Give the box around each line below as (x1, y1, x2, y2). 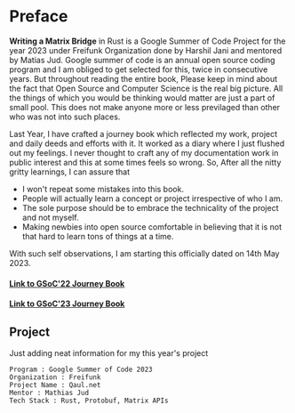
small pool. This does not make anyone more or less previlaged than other (9, 101, 281, 112)
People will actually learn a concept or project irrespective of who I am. (21, 193, 283, 204)
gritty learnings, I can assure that (9, 166, 131, 177)
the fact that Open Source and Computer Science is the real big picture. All (9, 83, 283, 93)
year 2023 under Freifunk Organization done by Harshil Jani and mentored (9, 45, 283, 55)
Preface (9, 6, 68, 27)
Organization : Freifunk (9, 372, 101, 382)
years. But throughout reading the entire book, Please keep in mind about (9, 73, 278, 84)
